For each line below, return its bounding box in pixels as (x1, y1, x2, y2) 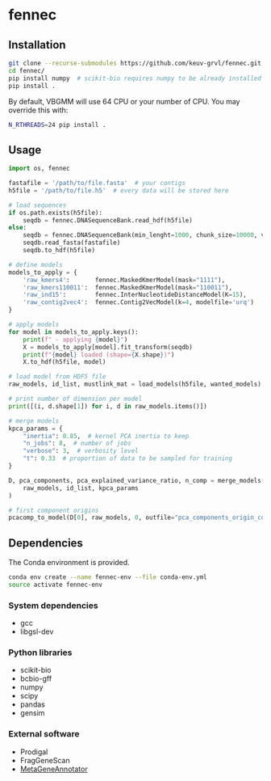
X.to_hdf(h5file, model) (23, 358, 106, 366)
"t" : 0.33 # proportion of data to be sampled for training (23, 454, 232, 462)
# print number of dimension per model (8, 395, 143, 403)
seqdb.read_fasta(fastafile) (23, 239, 121, 247)
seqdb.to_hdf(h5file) (23, 247, 95, 255)
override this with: (8, 105, 69, 115)
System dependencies (8, 600, 98, 611)
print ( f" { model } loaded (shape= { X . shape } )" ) (23, 350, 175, 359)
